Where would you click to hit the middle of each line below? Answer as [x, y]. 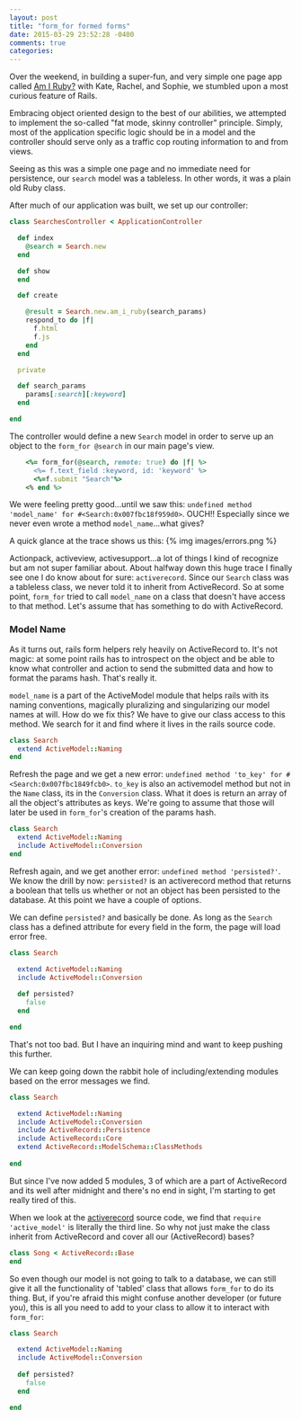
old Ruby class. [37, 188]
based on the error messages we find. [80, 1081]
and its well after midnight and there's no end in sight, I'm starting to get [142, 1190]
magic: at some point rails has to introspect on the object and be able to [142, 658]
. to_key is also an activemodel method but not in [200, 784]
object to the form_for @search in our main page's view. [112, 445]
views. [22, 152]
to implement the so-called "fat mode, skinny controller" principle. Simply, [146, 123]
